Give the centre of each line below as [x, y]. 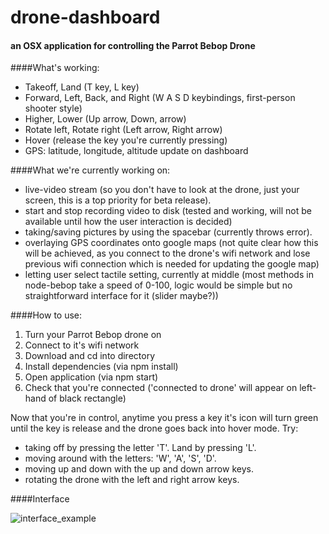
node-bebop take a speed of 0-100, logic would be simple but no [158, 285]
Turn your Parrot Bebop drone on [93, 335]
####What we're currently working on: [90, 170]
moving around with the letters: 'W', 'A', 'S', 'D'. [120, 458]
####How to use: [46, 315]
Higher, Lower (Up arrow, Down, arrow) [105, 119]
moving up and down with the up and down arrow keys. [139, 469]
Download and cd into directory [90, 356]
